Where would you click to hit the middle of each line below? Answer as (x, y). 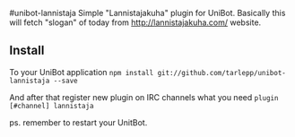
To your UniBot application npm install (82, 72)
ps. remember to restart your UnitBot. (78, 122)
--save (65, 81)
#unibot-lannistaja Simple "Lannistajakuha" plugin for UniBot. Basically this (147, 13)
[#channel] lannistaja (52, 106)
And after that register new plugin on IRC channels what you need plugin (144, 97)
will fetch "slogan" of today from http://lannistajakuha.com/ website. (135, 22)
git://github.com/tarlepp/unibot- (222, 73)
